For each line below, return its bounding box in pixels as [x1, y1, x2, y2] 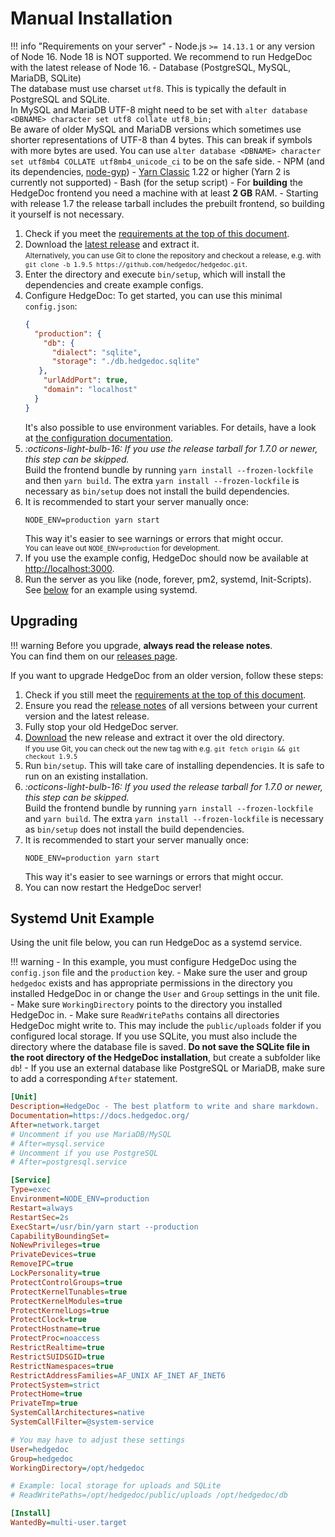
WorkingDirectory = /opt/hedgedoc [10, 1463, 145, 1473]
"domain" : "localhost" [43, 385, 138, 395]
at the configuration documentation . [24, 432, 174, 444]
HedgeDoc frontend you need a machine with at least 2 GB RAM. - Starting [10, 187, 319, 199]
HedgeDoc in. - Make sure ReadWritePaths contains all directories [10, 1009, 280, 1021]
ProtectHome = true [10, 1389, 83, 1399]
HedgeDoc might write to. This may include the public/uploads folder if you [10, 1020, 322, 1032]
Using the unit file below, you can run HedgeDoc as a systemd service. [10, 937, 303, 949]
